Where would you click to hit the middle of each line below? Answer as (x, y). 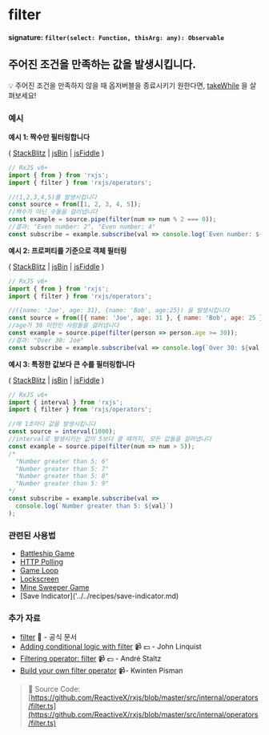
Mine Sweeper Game (54, 587)
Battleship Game (47, 553)
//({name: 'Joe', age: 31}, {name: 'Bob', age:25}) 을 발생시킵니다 (119, 311)
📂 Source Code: (54, 689)
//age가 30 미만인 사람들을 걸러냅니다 (64, 326)
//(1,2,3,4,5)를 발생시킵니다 (53, 197)
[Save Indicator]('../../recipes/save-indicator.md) (99, 596)
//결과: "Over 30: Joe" (46, 340)
